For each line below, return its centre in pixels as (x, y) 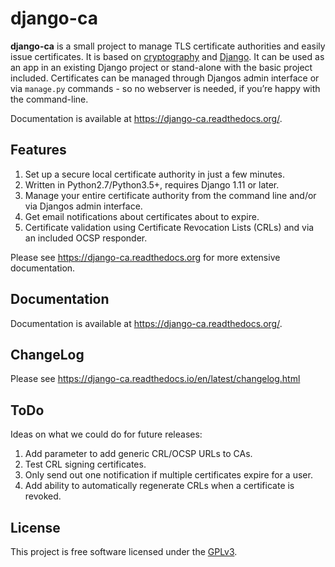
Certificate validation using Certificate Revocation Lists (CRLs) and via (169, 227)
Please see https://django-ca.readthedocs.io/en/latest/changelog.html (155, 379)
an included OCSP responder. (86, 238)
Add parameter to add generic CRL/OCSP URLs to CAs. (138, 454)
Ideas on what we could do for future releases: (106, 434)
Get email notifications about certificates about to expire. (142, 216)
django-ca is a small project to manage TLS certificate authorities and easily (168, 46)
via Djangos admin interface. (83, 206)
